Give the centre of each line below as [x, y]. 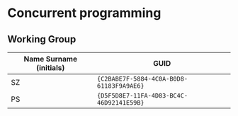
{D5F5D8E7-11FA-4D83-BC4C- [142, 96]
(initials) [51, 68]
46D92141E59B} [120, 103]
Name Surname [51, 59]
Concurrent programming [84, 13]
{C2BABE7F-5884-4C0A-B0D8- [142, 79]
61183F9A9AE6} [120, 86]
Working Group [42, 39]
